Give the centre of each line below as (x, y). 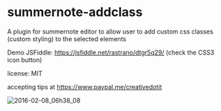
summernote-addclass (75, 12)
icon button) (25, 59)
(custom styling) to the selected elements (67, 38)
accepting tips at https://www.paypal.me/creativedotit (85, 87)
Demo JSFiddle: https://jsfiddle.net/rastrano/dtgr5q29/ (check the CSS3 (111, 52)
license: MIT (25, 73)
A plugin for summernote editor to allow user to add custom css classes (110, 31)
